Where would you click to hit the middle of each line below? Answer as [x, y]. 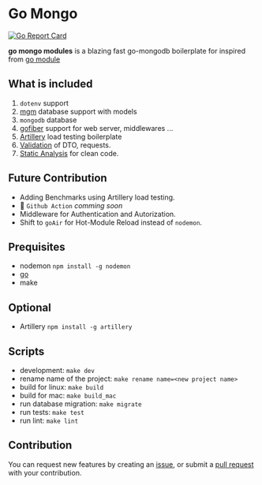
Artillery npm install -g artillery [76, 326]
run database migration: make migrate [80, 404]
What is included [51, 84]
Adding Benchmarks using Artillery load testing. [97, 197]
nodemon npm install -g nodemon [75, 266]
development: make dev [57, 370]
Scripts [26, 351]
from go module [34, 59]
